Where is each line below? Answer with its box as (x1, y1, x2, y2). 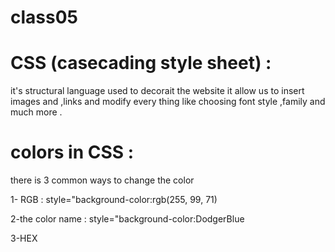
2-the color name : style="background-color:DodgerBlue (10, 213, 245, 225)
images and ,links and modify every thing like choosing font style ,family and (10, 96, 326, 108)
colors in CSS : (10, 141, 135, 164)
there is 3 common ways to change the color (10, 174, 195, 186)
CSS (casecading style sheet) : (10, 52, 272, 75)
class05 (10, 6, 78, 29)
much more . (10, 106, 63, 118)
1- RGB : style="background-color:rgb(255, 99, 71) (10, 194, 218, 206)
